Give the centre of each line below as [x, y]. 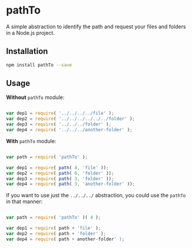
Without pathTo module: [35, 97]
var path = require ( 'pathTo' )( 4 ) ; [53, 218]
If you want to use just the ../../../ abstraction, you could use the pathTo [96, 196]
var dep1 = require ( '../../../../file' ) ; [60, 113]
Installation [27, 52]
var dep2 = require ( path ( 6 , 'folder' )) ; [60, 173]
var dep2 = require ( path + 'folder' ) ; [56, 234]
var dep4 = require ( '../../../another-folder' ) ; [69, 130]
